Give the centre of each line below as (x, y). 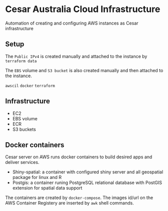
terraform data (21, 61)
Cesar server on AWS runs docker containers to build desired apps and (79, 157)
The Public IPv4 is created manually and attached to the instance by (76, 56)
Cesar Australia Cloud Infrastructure (83, 9)
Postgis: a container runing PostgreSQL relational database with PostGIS (87, 183)
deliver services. (22, 162)
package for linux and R (37, 177)
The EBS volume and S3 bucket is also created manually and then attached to (84, 70)
